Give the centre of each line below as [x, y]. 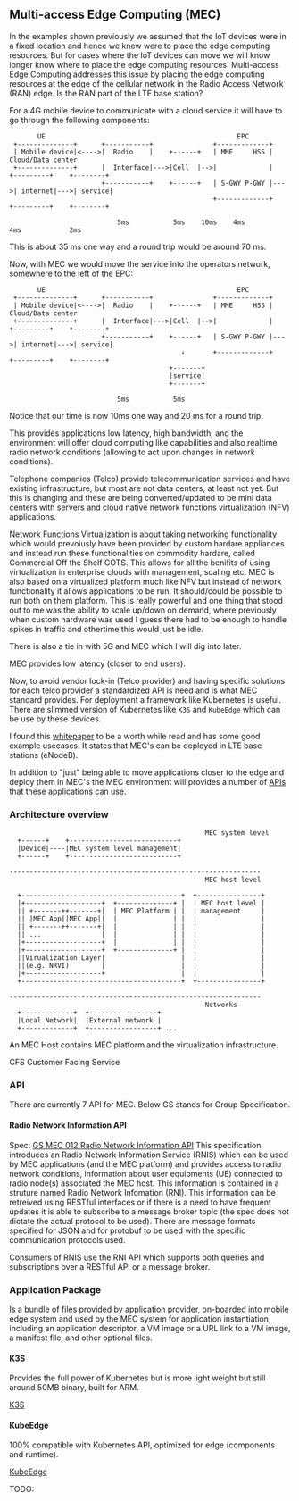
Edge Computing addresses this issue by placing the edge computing [137, 74]
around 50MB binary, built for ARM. [75, 1388]
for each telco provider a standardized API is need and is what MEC [133, 690]
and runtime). [34, 1455]
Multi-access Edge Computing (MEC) [115, 15]
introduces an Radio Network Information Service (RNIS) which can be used [149, 1155]
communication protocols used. [67, 1239]
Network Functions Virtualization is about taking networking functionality [143, 534]
